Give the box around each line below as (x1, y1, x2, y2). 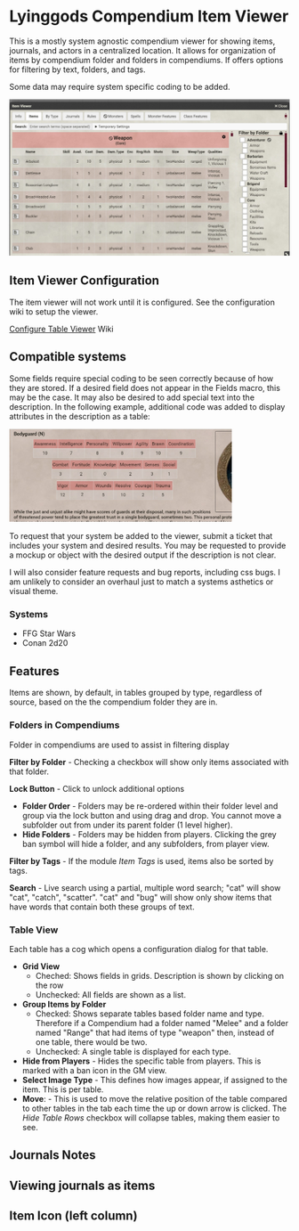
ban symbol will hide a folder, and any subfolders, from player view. (21, 838, 270, 849)
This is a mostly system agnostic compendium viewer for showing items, (9, 36, 276, 46)
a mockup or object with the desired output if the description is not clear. (9, 550, 277, 560)
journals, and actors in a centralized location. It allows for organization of (9, 45, 276, 55)
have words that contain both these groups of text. (9, 901, 195, 912)
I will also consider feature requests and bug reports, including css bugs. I (9, 567, 280, 578)
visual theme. (9, 586, 59, 597)
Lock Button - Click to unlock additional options (9, 783, 185, 794)
